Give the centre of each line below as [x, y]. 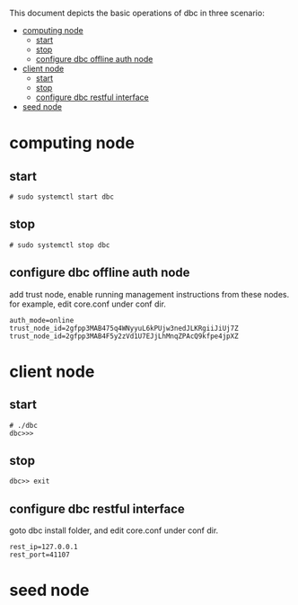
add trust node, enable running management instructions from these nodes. [149, 294]
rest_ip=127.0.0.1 [44, 547]
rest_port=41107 [39, 555]
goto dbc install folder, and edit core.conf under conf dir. [114, 530]
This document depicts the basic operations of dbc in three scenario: [137, 13]
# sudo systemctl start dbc [62, 197]
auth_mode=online [42, 320]
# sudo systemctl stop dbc [60, 245]
